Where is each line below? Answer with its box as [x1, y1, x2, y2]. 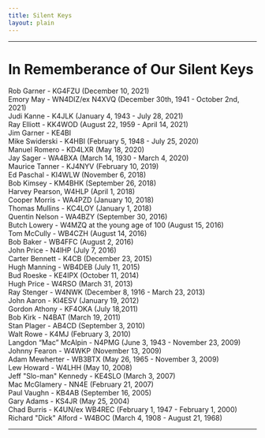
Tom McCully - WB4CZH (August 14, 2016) [8, 229, 147, 238]
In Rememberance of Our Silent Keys [8, 60, 254, 78]
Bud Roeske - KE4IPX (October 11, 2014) [8, 271, 140, 280]
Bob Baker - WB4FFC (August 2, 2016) [8, 238, 134, 247]
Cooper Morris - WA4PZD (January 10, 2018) [8, 195, 155, 205]
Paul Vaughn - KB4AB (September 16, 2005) [8, 388, 152, 398]
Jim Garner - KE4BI [8, 128, 72, 138]
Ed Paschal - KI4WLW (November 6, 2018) [8, 170, 147, 180]
